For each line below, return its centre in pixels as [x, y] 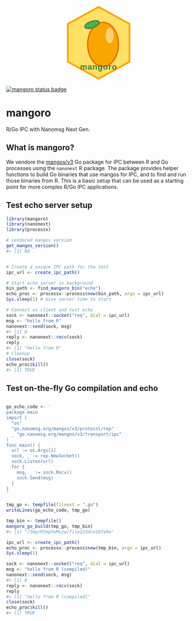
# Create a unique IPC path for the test [58, 267]
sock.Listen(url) [33, 462]
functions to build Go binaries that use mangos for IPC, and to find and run [96, 174]
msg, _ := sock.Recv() [44, 472]
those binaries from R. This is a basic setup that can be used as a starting [95, 180]
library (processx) [28, 230]
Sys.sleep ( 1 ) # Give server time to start [59, 299]
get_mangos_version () [33, 246]
